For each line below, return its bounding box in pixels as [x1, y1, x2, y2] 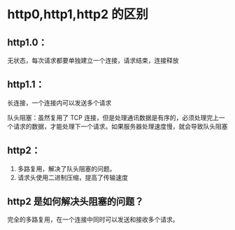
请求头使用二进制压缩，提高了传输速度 [17, 173, 128, 182]
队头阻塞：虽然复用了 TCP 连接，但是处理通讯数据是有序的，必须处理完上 [7, 113, 219, 122]
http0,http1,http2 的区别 [7, 6, 149, 22]
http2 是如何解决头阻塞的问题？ [7, 196, 144, 208]
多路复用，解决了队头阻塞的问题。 [17, 164, 116, 173]
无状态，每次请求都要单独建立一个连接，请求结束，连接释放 [7, 57, 179, 64]
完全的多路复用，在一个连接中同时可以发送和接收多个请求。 [7, 215, 179, 224]
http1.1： [7, 78, 45, 91]
